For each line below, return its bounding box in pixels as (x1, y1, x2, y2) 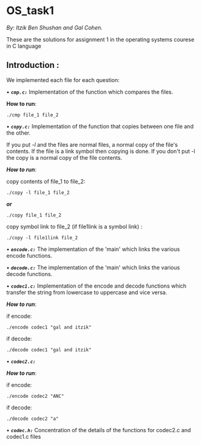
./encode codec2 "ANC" (6, 393, 64, 399)
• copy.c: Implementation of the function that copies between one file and (6, 122, 194, 130)
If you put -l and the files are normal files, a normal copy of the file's (6, 141, 178, 148)
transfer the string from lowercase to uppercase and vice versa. (6, 288, 167, 296)
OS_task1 (6, 4, 54, 18)
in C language (6, 42, 42, 50)
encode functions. (6, 252, 53, 259)
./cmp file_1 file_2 (6, 111, 59, 118)
